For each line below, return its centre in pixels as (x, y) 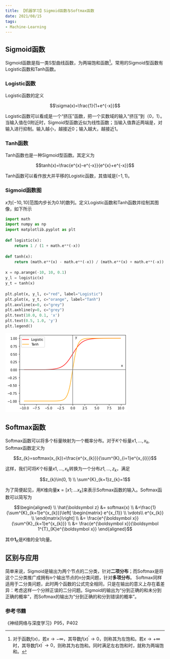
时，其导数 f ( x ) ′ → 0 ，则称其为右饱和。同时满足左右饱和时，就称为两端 (86, 645)
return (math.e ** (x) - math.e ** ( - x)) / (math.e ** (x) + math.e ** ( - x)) (89, 262)
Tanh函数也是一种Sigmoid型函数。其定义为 (50, 155)
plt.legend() (19, 326)
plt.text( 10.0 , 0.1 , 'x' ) (32, 316)
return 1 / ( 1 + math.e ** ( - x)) (47, 246)
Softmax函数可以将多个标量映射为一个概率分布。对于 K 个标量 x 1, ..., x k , (78, 441)
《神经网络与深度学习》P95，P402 (42, 623)
